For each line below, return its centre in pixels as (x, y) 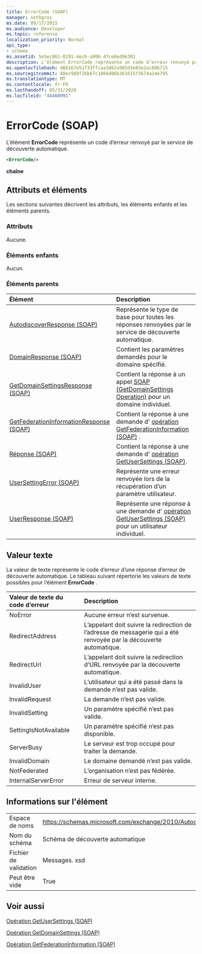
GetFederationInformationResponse (60, 422)
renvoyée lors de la (143, 479)
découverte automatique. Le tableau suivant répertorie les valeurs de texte (99, 576)
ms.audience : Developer (36, 29)
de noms (22, 825)
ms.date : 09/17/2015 (32, 23)
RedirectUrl (25, 664)
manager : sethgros (29, 17)
